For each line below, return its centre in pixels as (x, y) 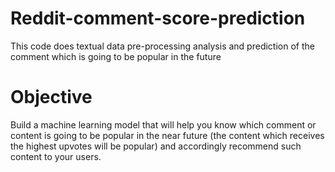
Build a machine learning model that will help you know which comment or (163, 124)
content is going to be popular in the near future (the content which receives (167, 135)
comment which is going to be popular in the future (116, 56)
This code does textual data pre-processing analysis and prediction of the (162, 46)
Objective (51, 97)
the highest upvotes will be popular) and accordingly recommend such (156, 146)
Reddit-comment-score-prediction (158, 18)
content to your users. (56, 156)
